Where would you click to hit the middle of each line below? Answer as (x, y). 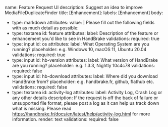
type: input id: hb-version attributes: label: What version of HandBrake (85, 60)
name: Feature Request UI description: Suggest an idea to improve (74, 7)
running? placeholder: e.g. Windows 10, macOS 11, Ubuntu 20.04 (79, 49)
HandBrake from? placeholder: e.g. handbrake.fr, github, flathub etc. (83, 81)
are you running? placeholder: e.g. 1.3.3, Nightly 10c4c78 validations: (83, 66)
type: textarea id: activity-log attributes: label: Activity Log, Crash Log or (87, 92)
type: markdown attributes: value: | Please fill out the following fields (83, 23)
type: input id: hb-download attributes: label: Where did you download (85, 76)
